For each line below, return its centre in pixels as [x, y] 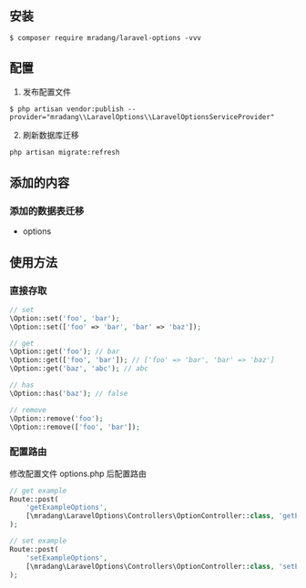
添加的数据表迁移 [47, 210]
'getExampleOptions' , [66, 508]
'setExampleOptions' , [66, 558]
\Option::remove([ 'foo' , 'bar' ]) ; [75, 427]
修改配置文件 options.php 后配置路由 [78, 473]
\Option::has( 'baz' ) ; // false [69, 393]
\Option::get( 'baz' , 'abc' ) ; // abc [79, 369]
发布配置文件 [46, 91]
